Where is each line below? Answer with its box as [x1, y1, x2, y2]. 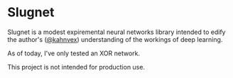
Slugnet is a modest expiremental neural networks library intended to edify [7, 28, 226, 36]
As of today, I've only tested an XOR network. [7, 49, 141, 57]
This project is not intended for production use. [7, 62, 146, 71]
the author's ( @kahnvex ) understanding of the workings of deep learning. [7, 35, 223, 43]
